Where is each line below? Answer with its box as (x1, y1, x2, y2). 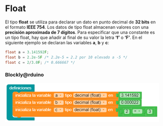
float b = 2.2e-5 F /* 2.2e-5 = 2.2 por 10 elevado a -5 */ (5, 54, 128, 60)
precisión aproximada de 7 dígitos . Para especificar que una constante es (5, 29, 155, 35)
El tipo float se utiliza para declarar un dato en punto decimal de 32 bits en (5, 19, 156, 25)
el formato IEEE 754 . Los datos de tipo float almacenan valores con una (5, 24, 149, 30)
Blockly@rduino (5, 72, 44, 78)
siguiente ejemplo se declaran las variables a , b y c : (5, 39, 109, 45)
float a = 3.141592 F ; (5, 50, 49, 54)
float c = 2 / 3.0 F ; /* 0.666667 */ (5, 60, 76, 65)
